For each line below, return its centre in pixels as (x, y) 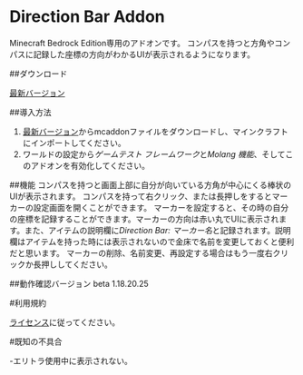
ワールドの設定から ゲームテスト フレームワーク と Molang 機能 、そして (154, 154)
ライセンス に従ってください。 (65, 322)
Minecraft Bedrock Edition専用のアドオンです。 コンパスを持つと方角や (142, 43)
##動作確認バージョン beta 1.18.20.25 (79, 283)
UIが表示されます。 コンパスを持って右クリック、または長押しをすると (141, 196)
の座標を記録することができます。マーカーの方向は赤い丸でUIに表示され (144, 219)
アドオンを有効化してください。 (90, 165)
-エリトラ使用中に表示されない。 (71, 360)
